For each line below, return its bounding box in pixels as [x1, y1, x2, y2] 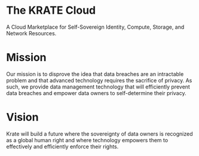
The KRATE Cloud [6, 4, 96, 17]
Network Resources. [6, 29, 57, 36]
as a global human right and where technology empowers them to [6, 136, 169, 143]
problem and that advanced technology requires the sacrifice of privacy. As [6, 77, 192, 84]
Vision [6, 111, 39, 124]
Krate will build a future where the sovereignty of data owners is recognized [6, 130, 193, 137]
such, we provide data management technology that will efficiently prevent [6, 83, 190, 90]
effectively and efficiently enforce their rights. [6, 143, 119, 150]
